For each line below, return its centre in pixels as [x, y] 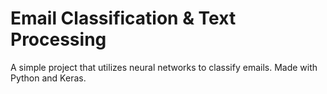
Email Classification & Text [123, 18]
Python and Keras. [48, 78]
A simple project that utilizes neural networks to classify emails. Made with [164, 67]
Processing [58, 39]
